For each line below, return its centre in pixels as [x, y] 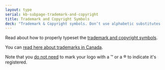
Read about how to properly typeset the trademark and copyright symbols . [82, 38]
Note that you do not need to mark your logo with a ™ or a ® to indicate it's [81, 57]
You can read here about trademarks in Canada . [54, 47]
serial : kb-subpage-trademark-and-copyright [52, 14]
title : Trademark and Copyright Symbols [48, 19]
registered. [16, 62]
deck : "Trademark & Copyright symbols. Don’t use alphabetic [70, 24]
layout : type [19, 10]
